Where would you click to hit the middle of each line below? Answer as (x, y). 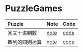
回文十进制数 (22, 33)
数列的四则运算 (25, 42)
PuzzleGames (34, 9)
